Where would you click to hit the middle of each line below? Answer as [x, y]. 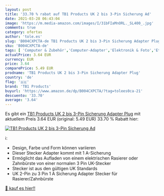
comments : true [20, 28]
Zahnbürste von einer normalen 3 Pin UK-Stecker [61, 163]
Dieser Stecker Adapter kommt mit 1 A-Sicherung [61, 153]
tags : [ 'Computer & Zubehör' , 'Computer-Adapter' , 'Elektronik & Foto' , [79, 50]
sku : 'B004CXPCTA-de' [27, 46]
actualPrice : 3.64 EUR [28, 55]
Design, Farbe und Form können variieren [54, 148]
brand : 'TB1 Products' [28, 86]
